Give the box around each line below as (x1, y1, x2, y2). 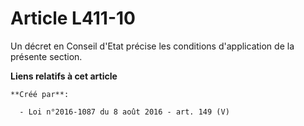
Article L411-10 (10, 7, 136, 30)
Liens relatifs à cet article (10, 70, 118, 82)
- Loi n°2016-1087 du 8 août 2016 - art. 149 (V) (19, 107, 230, 117)
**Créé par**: (10, 89, 70, 99)
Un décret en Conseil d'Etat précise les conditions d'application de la (10, 40, 295, 52)
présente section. (10, 50, 83, 62)
